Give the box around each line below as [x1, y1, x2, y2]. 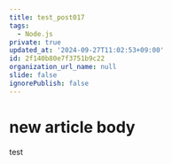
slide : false [9, 71, 58, 80]
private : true [9, 37, 62, 47]
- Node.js [17, 29, 53, 38]
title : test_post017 [9, 12, 86, 22]
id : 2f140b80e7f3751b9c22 [9, 54, 105, 63]
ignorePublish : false [9, 79, 90, 88]
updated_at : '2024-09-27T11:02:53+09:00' [9, 46, 165, 55]
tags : [9, 21, 29, 30]
